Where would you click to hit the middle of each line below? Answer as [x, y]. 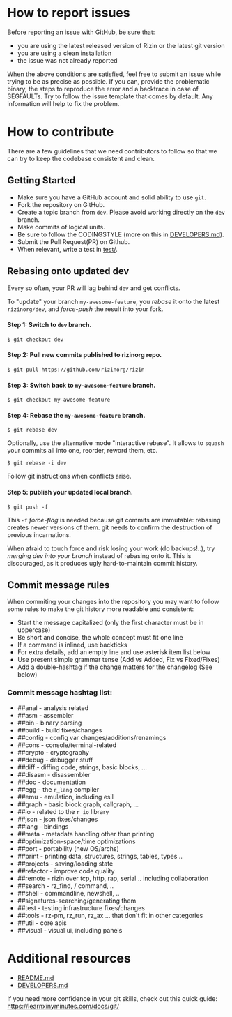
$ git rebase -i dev [37, 463]
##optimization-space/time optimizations [76, 841]
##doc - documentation [51, 782]
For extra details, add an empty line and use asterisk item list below [114, 652]
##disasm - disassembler [54, 774]
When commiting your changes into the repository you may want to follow [113, 602]
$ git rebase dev [32, 430]
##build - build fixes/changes [60, 730]
